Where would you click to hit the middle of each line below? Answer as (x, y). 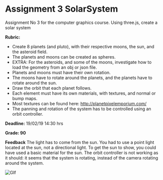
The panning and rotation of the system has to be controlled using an (81, 109)
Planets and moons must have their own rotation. (61, 72)
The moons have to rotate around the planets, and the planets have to (82, 78)
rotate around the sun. (34, 83)
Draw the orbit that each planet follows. (52, 88)
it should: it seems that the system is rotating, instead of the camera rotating (82, 158)
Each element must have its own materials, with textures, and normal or (84, 93)
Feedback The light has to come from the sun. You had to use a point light (80, 142)
